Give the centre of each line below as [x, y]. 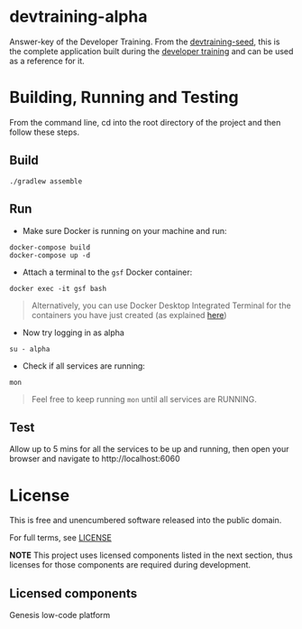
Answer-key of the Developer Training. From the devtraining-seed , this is [145, 42]
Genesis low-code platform [60, 615]
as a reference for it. [47, 61]
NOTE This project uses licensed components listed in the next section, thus [151, 555]
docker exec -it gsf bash [58, 288]
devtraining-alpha [78, 17]
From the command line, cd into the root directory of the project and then [145, 122]
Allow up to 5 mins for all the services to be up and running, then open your [150, 449]
